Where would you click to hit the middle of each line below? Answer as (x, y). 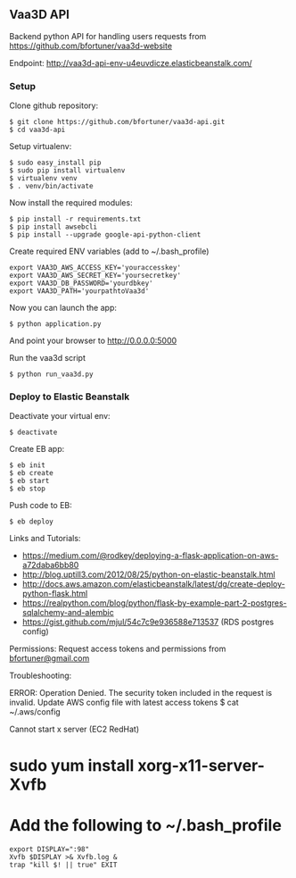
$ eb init (28, 465)
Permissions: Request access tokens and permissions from (118, 649)
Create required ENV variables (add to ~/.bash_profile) (109, 251)
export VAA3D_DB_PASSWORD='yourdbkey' (81, 284)
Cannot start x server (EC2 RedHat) (74, 729)
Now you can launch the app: (63, 308)
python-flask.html (55, 594)
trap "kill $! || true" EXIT (63, 865)
